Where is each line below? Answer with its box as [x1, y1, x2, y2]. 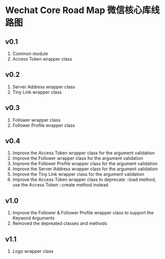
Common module [12, 51, 48, 57]
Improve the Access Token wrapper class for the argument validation [12, 150, 155, 156]
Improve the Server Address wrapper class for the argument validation [12, 166, 158, 172]
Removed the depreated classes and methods [12, 220, 107, 226]
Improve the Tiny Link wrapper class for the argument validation [12, 171, 144, 177]
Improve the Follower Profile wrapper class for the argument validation [12, 161, 158, 167]
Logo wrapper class [12, 248, 54, 254]
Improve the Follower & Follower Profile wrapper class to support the [12, 210, 154, 216]
